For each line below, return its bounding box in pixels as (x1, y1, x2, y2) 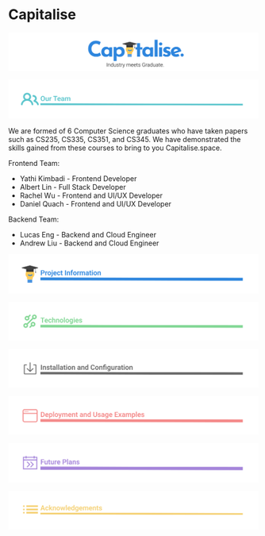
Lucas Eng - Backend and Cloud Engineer (19, 230, 157, 240)
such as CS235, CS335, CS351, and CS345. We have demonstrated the (8, 135, 241, 145)
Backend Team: (8, 214, 60, 224)
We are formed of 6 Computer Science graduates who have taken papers (8, 126, 248, 136)
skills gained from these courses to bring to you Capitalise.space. (8, 143, 222, 152)
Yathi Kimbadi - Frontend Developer (19, 174, 137, 183)
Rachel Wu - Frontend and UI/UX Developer (19, 191, 163, 200)
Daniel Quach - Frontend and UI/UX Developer (19, 199, 172, 209)
